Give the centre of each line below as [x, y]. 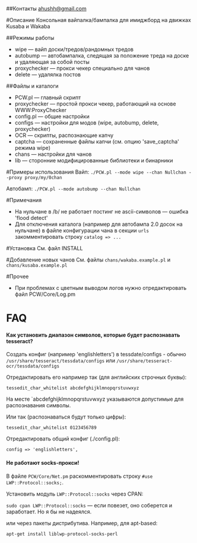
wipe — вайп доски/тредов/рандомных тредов [74, 49]
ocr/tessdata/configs [33, 366]
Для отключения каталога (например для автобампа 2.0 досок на [99, 224]
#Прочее [18, 276]
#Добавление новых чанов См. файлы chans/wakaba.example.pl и [88, 260]
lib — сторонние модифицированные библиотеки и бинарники [94, 160]
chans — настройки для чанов [53, 154]
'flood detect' [31, 218]
